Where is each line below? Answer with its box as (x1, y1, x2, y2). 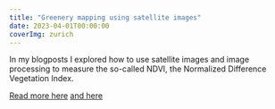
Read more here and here (9, 90, 104, 101)
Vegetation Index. (9, 73, 74, 84)
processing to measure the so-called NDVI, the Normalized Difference (9, 63, 267, 74)
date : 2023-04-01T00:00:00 (9, 21, 110, 30)
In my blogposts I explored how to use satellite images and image (9, 54, 250, 65)
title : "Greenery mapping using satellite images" (9, 13, 202, 22)
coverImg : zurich (9, 29, 74, 38)
